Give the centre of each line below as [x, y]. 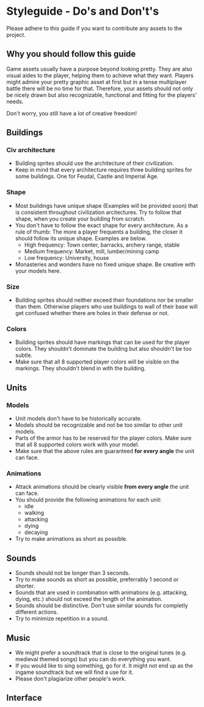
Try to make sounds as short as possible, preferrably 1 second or [97, 579]
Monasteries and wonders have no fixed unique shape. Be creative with [105, 264]
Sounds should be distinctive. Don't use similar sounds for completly [101, 606]
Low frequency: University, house [67, 258]
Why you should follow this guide [71, 54]
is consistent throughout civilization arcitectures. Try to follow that [98, 212]
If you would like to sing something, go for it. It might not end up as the [104, 665]
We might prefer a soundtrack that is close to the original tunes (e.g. [101, 652]
